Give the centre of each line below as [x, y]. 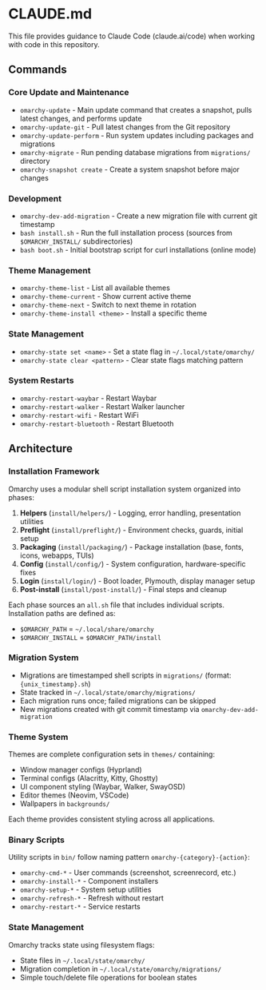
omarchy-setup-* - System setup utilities [85, 890]
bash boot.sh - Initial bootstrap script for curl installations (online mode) [138, 249]
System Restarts [41, 380]
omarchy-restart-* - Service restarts [80, 907]
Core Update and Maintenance [69, 93]
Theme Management [50, 270]
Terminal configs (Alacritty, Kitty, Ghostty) [89, 778]
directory [35, 161]
